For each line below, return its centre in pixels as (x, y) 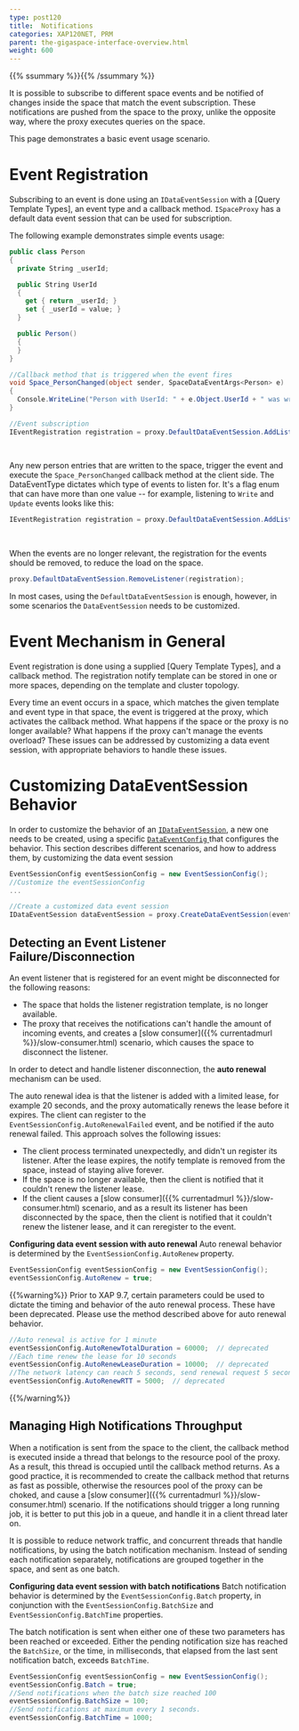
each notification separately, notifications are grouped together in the (137, 1559)
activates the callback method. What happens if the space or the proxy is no (149, 721)
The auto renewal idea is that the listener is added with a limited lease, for (144, 1096)
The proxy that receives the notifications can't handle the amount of (147, 1024)
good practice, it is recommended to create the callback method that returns (149, 1475)
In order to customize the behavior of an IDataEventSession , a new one (139, 829)
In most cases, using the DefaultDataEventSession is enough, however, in (143, 596)
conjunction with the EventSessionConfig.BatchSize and (111, 1605)
